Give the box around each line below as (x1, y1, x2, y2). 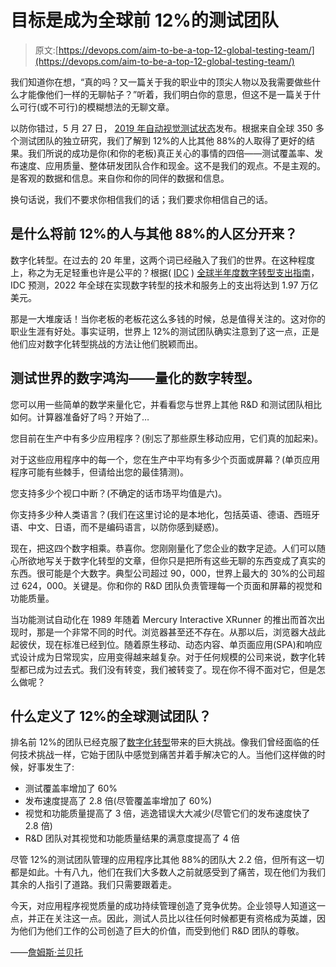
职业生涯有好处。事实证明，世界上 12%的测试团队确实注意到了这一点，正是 (10, 325, 320, 337)
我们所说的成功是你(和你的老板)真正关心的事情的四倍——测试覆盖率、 (27, 147, 315, 159)
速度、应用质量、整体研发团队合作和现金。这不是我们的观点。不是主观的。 (18, 159, 326, 171)
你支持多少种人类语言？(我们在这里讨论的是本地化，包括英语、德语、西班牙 (10, 508, 321, 520)
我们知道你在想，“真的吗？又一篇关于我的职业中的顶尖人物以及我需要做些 (10, 76, 313, 88)
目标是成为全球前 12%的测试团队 (10, 9, 279, 32)
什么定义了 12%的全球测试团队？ (10, 707, 212, 725)
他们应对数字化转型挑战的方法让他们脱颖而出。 (10, 337, 203, 350)
